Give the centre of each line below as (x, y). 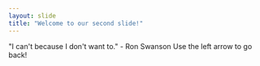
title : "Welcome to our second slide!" (76, 23)
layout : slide (32, 16)
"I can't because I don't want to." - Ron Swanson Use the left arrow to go (130, 46)
